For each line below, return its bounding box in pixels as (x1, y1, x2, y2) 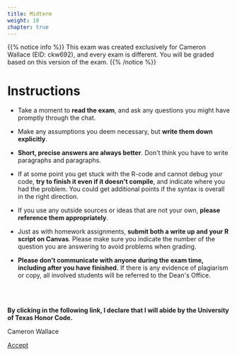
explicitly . (17, 135, 47, 144)
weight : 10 (7, 17, 40, 24)
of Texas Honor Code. (7, 314, 73, 322)
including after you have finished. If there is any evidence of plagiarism (17, 263, 229, 272)
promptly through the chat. (17, 114, 96, 122)
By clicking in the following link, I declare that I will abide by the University (7, 306, 230, 315)
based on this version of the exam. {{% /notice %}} (7, 58, 157, 67)
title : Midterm (7, 10, 52, 18)
